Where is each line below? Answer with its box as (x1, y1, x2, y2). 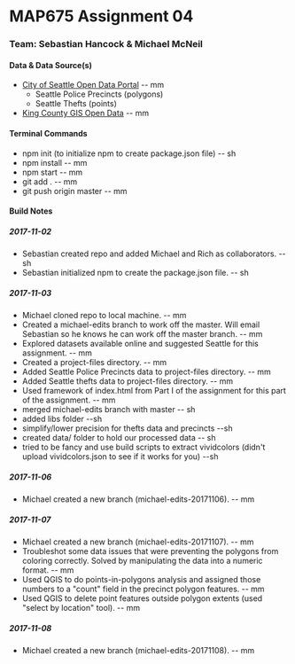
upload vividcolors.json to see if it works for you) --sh (21, 451, 219, 462)
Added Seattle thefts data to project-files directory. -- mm (21, 376, 234, 387)
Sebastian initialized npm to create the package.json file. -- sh (21, 268, 250, 278)
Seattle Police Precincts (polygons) (35, 89, 164, 99)
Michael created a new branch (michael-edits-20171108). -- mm (21, 644, 255, 655)
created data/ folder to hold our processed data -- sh (21, 433, 216, 443)
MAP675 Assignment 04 (9, 6, 194, 27)
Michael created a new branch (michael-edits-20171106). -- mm (21, 494, 255, 504)
